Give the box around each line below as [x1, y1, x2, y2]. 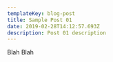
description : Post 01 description [7, 29, 107, 37]
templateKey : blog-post [7, 10, 76, 17]
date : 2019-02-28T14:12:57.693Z [7, 23, 100, 30]
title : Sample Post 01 [7, 17, 72, 23]
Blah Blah [7, 48, 34, 56]
